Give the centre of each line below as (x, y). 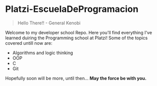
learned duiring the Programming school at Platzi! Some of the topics (76, 38)
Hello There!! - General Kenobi (49, 23)
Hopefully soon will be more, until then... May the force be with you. (76, 78)
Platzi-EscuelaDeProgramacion (72, 9)
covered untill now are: (29, 43)
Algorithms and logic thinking (43, 53)
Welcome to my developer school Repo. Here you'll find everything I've (78, 32)
